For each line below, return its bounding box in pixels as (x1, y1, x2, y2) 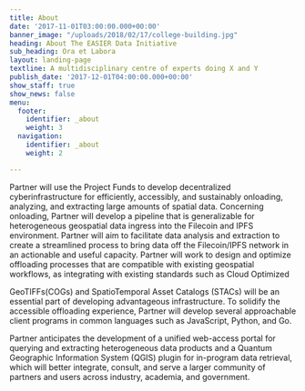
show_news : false (9, 89, 76, 98)
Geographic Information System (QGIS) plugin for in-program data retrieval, (9, 352, 293, 363)
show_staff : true (9, 81, 76, 90)
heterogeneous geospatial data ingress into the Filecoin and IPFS (9, 220, 254, 231)
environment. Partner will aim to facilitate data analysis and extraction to (9, 229, 280, 241)
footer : (17, 106, 47, 115)
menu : (9, 97, 30, 107)
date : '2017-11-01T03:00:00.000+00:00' (9, 22, 161, 31)
